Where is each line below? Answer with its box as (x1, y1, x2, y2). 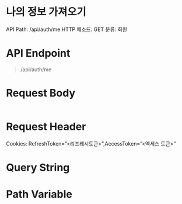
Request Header (6, 120, 86, 133)
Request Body (6, 87, 76, 100)
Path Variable (6, 188, 73, 201)
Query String (6, 161, 70, 174)
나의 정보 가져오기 (6, 5, 86, 19)
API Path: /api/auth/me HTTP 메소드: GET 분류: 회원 (6, 26, 127, 33)
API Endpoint (6, 47, 71, 60)
